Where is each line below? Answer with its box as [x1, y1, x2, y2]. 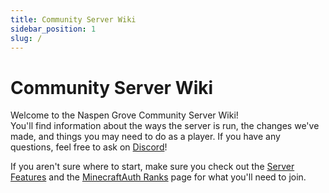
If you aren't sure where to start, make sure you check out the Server [10, 161, 295, 173]
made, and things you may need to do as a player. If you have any [10, 131, 281, 143]
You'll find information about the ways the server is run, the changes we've [10, 120, 320, 132]
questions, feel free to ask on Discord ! [10, 141, 168, 153]
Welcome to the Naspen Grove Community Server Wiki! [10, 109, 239, 121]
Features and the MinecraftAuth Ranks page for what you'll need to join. [10, 171, 307, 183]
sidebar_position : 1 [10, 24, 97, 34]
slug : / [10, 33, 43, 43]
